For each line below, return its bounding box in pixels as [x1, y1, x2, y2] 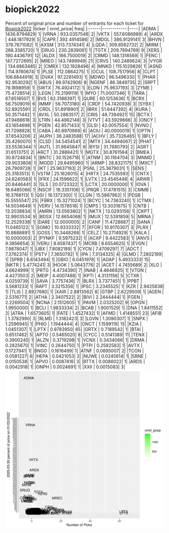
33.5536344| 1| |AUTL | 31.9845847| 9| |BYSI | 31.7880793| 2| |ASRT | [5, 143, 152, 150]
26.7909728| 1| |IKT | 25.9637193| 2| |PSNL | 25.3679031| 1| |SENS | [5, 165, 147, 171]
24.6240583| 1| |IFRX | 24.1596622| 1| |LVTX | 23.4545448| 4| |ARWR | [5, 176, 153, 182]
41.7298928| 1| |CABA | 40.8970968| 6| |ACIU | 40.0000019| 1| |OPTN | [5, 127, 154, 133]
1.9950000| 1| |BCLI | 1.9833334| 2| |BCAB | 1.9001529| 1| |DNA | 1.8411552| [5, 305, 163, 311]
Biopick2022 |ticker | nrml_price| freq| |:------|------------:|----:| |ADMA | [5, 25, 159, 31]
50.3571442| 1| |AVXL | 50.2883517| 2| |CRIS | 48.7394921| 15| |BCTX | [5, 111, 153, 117]
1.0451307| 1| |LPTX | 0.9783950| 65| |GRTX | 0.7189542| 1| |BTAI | [5, 326, 144, 332]
